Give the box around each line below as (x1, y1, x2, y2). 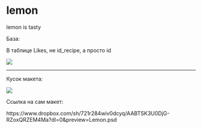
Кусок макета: (6, 75, 43, 82)
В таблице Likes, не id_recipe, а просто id (6, 46, 111, 54)
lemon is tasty (6, 23, 41, 31)
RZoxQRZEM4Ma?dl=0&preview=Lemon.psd (6, 116, 117, 123)
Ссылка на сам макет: (6, 98, 64, 105)
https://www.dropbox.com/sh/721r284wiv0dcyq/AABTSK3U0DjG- (6, 109, 170, 117)
